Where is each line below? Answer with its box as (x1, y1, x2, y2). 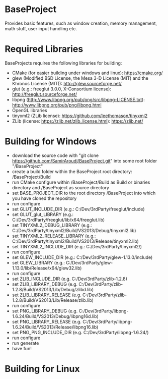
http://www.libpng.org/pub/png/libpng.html (12, 102, 102, 108)
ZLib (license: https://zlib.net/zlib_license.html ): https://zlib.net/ (12, 118, 143, 124)
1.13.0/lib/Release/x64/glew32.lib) (12, 265, 82, 271)
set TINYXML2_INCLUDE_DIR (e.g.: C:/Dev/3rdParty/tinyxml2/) (12, 243, 142, 249)
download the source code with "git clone (12, 152, 99, 158)
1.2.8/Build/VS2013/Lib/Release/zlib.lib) (12, 297, 94, 303)
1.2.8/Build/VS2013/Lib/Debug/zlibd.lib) (12, 286, 94, 292)
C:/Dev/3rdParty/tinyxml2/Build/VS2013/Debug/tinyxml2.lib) (12, 227, 136, 233)
